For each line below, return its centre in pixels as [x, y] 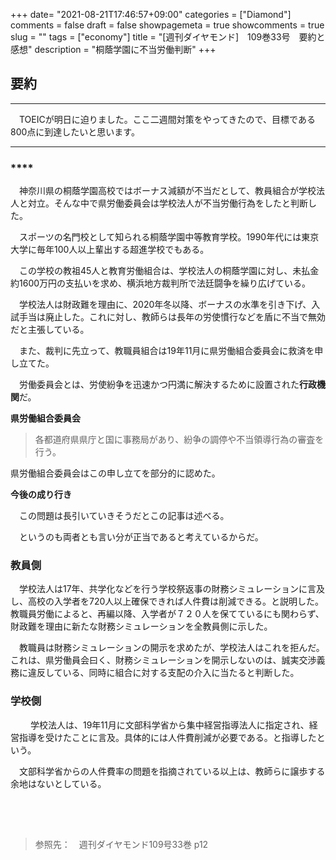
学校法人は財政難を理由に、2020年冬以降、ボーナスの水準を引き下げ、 [165, 305]
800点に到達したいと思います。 [75, 131]
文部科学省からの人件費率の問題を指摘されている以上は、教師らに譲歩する [172, 771]
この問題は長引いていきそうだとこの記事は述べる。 [124, 516]
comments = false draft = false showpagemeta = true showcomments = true [167, 25]
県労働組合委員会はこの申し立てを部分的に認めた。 [115, 473]
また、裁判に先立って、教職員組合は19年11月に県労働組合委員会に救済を [166, 351]
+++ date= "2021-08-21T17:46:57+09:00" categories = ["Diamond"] [151, 14]
